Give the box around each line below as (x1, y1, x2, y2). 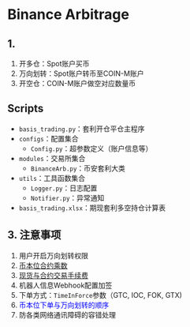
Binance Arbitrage (7, 6, 129, 24)
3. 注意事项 (7, 228, 61, 242)
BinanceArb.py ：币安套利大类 (30, 163, 125, 173)
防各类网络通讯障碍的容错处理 (18, 310, 116, 319)
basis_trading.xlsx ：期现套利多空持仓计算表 (18, 203, 166, 212)
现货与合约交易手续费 (18, 270, 88, 280)
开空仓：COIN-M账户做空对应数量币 (18, 79, 136, 88)
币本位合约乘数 (18, 261, 68, 270)
